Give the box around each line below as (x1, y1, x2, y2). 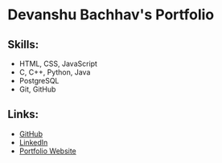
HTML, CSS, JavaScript (18, 59, 98, 68)
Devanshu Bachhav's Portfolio (7, 6, 215, 24)
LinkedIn (18, 137, 48, 147)
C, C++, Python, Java (18, 67, 91, 77)
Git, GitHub (18, 84, 56, 94)
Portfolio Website (18, 146, 77, 156)
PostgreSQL (18, 76, 60, 85)
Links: (7, 108, 39, 121)
